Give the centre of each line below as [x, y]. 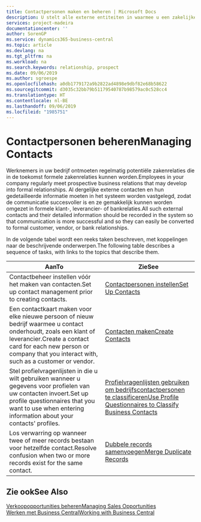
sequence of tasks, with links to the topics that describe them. [83, 252]
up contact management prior [51, 292]
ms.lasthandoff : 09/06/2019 [41, 106]
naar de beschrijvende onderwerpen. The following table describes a [90, 246]
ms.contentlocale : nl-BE [37, 100]
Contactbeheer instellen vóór [50, 277]
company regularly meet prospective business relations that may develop [97, 184]
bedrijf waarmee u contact [46, 324]
